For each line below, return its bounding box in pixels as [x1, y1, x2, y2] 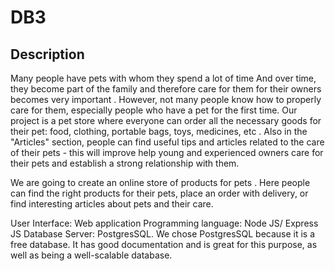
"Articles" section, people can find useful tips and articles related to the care [10, 136, 325, 148]
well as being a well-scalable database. [10, 249, 173, 261]
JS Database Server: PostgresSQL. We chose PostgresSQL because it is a [10, 228, 316, 240]
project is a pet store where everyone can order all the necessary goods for [10, 115, 322, 126]
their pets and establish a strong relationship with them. [10, 157, 240, 169]
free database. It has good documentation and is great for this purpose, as [10, 239, 318, 250]
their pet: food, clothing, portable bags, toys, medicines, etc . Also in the [10, 126, 308, 137]
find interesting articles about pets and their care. [10, 198, 214, 210]
